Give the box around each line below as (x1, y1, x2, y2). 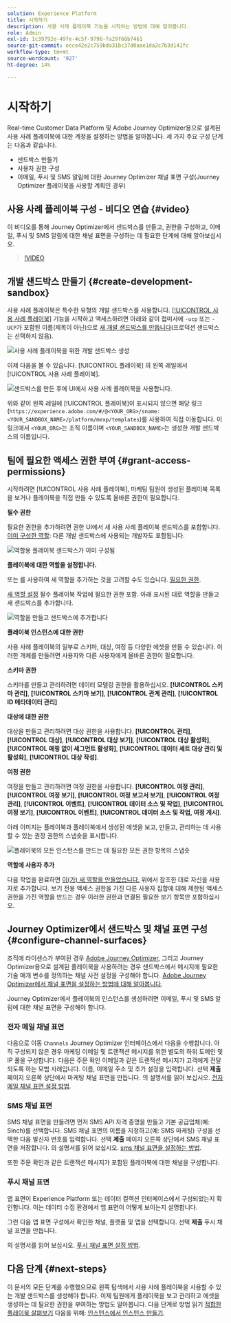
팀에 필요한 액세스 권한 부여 (7, 455, 115, 466)
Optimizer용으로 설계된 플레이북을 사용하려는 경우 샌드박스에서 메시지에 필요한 (7, 962, 219, 971)
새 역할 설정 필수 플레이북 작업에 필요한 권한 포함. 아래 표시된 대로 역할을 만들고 (7, 590, 220, 598)
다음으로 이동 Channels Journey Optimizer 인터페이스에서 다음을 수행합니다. (7, 1039, 213, 1047)
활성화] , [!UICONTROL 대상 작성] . (7, 753, 99, 761)
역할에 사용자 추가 (7, 861, 55, 869)
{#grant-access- (117, 455, 191, 466)
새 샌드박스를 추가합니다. (7, 599, 74, 607)
